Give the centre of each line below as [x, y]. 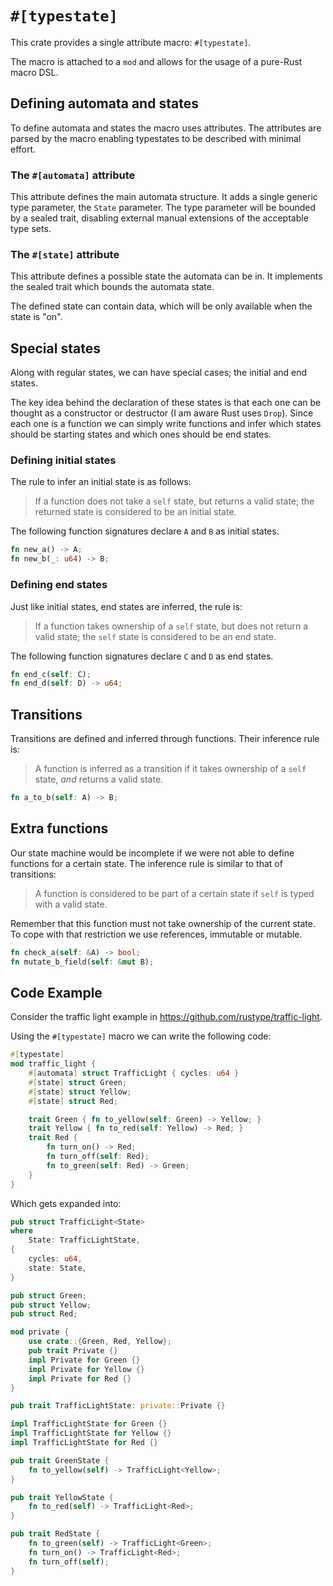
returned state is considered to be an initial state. [135, 512]
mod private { [40, 1332]
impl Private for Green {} [84, 1360]
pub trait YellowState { [62, 1497]
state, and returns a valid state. [99, 779]
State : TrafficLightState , [84, 1240]
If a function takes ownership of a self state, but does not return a [171, 626]
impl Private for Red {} [80, 1378]
